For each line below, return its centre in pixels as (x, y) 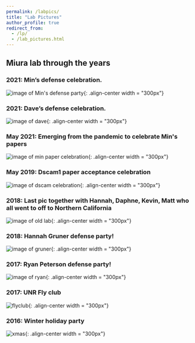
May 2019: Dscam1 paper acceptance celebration (78, 172)
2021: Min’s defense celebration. (54, 80)
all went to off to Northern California (59, 208)
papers (17, 144)
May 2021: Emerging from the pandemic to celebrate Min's (92, 136)
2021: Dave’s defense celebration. (56, 108)
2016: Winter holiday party (45, 320)
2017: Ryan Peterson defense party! (58, 264)
